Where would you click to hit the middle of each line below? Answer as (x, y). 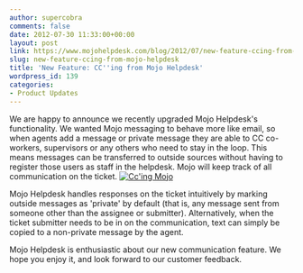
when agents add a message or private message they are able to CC (137, 138)
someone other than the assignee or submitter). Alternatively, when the (142, 213)
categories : (32, 85)
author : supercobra (46, 18)
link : (19, 51)
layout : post (34, 43)
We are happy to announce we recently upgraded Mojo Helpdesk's (134, 119)
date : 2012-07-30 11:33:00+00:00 (72, 34)
